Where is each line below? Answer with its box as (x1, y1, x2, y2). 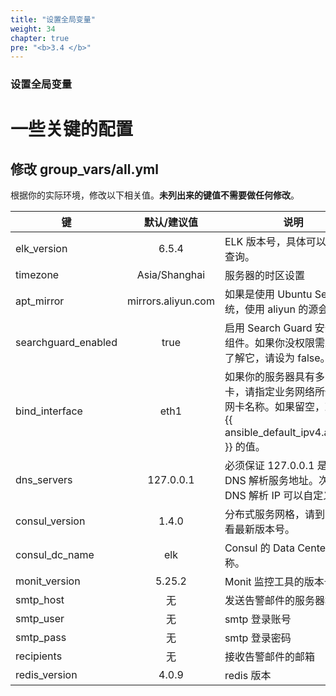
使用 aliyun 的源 (244, 302, 319, 316)
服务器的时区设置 (224, 269, 305, 283)
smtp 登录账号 (224, 612, 292, 626)
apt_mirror (15, 294, 65, 308)
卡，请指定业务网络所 (224, 385, 325, 399)
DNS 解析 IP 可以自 (224, 489, 314, 503)
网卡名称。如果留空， (224, 400, 325, 414)
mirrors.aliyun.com (126, 294, 215, 308)
